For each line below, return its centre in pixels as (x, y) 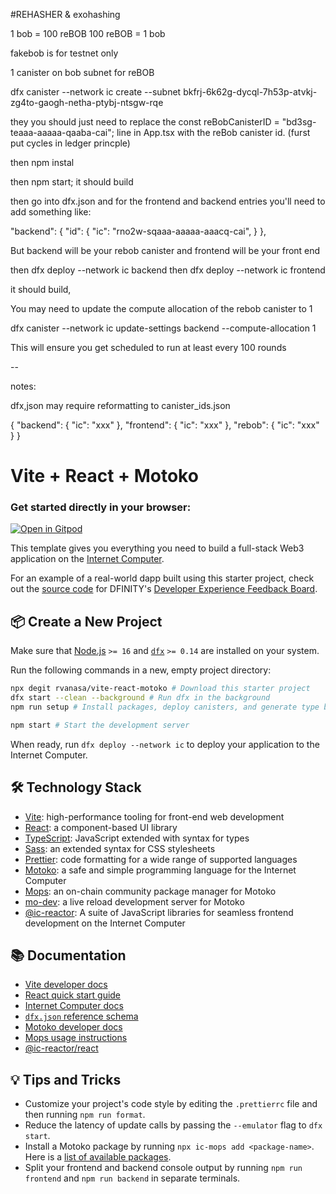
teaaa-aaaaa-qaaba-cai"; (62, 132)
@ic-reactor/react (61, 1048)
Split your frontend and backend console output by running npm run (163, 1168)
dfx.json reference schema (81, 1016)
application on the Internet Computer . (87, 559)
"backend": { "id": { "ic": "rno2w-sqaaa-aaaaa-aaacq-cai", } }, (138, 231)
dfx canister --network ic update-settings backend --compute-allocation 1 (163, 328)
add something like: (51, 212)
